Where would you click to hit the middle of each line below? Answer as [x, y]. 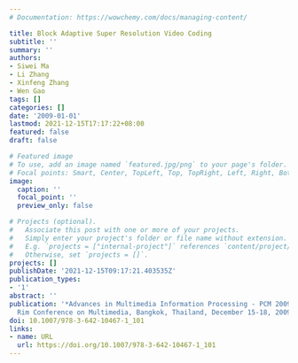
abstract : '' [33, 296]
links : [21, 328]
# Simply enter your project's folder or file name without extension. [149, 238]
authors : [25, 58]
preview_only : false [55, 206]
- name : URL [31, 337]
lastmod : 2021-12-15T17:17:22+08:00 [77, 124]
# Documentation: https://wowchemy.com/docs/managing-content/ [129, 17]
